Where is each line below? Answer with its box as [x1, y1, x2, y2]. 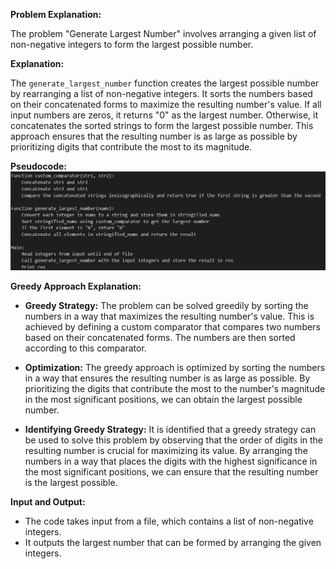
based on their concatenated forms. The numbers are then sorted [24, 331, 296, 343]
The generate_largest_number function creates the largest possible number [10, 77, 320, 89]
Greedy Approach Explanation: [10, 280, 142, 292]
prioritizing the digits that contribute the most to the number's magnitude [24, 382, 326, 394]
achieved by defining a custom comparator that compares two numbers [24, 320, 321, 333]
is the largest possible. [24, 476, 118, 488]
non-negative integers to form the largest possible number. [10, 39, 254, 50]
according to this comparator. [24, 342, 147, 354]
